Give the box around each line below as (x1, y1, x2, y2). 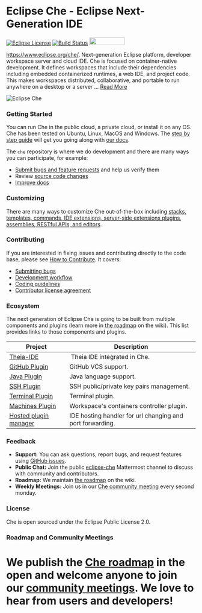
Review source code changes (14, 173, 88, 180)
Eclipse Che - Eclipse (6, 4, 114, 18)
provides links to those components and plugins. (6, 328, 127, 335)
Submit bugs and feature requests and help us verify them (14, 166, 159, 173)
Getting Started (6, 110, 52, 118)
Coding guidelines (14, 280, 60, 287)
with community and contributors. (14, 470, 99, 477)
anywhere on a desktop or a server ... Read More (6, 83, 127, 90)
